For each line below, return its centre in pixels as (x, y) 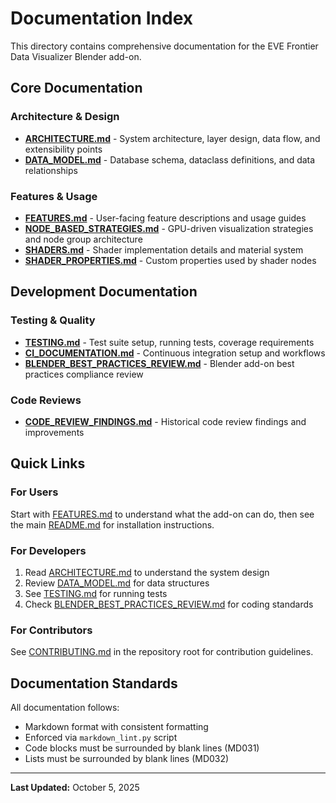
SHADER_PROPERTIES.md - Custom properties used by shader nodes (170, 260)
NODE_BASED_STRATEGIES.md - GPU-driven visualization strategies (169, 228)
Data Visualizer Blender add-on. (76, 56)
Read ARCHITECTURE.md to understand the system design (147, 572)
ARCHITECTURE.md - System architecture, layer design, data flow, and (172, 138)
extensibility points (63, 149)
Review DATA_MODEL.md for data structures (117, 583)
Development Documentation (104, 292)
